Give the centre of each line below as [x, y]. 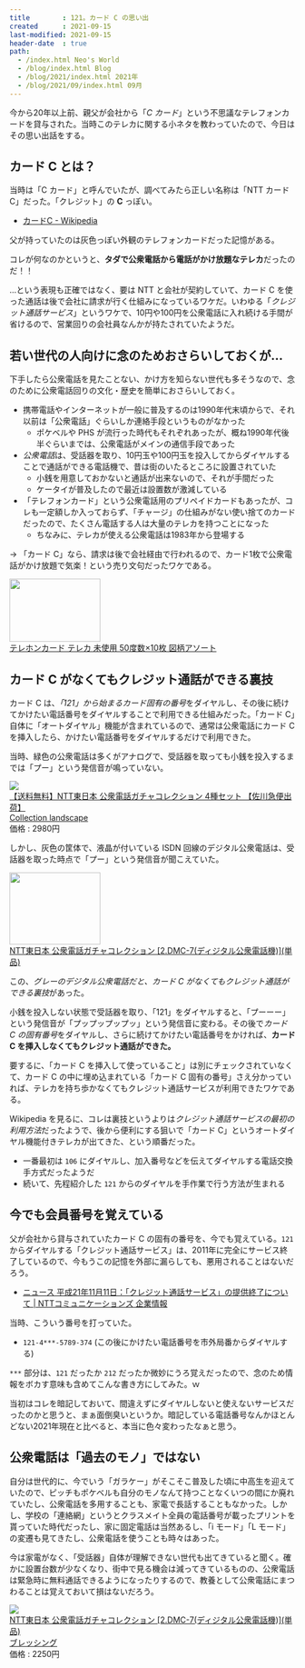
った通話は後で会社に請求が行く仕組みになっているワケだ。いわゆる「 [140, 302]
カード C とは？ [53, 167]
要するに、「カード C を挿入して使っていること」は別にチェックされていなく [151, 1065]
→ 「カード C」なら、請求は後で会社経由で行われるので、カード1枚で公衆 [147, 554]
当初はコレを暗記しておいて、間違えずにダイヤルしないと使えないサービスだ [152, 1403]
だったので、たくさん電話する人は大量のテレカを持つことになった [146, 524]
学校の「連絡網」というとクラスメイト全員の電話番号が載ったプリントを [160, 1515]
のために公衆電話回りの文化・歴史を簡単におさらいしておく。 [125, 391]
